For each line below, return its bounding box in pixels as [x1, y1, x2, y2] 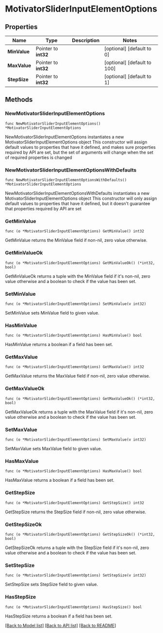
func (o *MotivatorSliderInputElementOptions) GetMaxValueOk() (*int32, [5, 396, 155, 401]
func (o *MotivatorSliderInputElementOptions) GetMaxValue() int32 [5, 364, 145, 369]
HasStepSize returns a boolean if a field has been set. [5, 613, 113, 619]
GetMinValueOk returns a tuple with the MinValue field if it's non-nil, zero [5, 273, 150, 279]
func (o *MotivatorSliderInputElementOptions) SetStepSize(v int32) [5, 573, 147, 578]
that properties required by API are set [5, 206, 81, 211]
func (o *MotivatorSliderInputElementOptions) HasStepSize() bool [5, 604, 142, 609]
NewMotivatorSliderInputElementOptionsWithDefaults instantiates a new [5, 190, 150, 196]
